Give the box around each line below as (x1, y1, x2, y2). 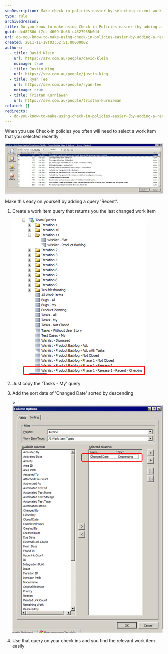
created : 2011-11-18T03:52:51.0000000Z (5, 40, 88, 45)
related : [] (5, 103, 30, 108)
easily (12, 643, 25, 649)
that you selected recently (5, 133, 59, 140)
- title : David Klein (9, 50, 55, 55)
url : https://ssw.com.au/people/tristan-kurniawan (14, 98, 122, 103)
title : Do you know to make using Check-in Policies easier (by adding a (5, 24, 162, 29)
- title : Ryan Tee (9, 77, 48, 82)
